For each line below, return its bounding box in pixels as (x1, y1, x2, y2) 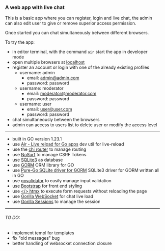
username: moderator (19, 85, 64, 91)
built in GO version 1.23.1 (12, 136, 62, 142)
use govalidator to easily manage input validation (12, 178, 111, 184)
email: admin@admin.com (27, 75, 80, 81)
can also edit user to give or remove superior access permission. (5, 20, 137, 26)
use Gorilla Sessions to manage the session (12, 198, 101, 205)
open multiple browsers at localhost (12, 59, 85, 65)
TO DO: (5, 214, 21, 220)
